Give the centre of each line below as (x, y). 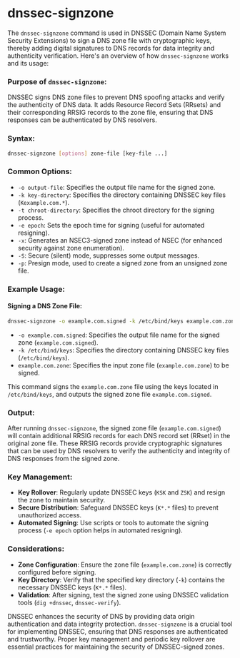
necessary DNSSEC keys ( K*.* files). (72, 587)
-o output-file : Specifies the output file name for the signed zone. (116, 187)
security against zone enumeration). (71, 248)
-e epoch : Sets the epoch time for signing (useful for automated (111, 225)
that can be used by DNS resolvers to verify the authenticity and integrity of (119, 451)
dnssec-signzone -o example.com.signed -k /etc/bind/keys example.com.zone (122, 321)
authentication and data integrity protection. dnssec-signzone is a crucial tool (120, 624)
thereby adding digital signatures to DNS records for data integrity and (111, 48)
